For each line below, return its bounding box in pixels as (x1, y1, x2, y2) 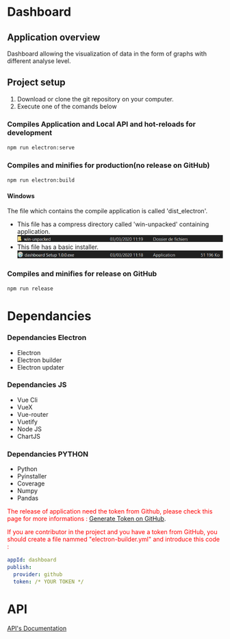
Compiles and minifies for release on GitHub (7, 269, 157, 278)
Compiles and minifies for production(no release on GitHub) (7, 160, 210, 170)
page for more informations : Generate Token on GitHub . (7, 515, 166, 523)
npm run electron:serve (7, 145, 75, 152)
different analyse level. (7, 57, 71, 65)
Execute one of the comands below (16, 102, 118, 110)
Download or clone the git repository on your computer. (16, 95, 174, 103)
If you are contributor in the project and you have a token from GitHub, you (7, 528, 218, 536)
